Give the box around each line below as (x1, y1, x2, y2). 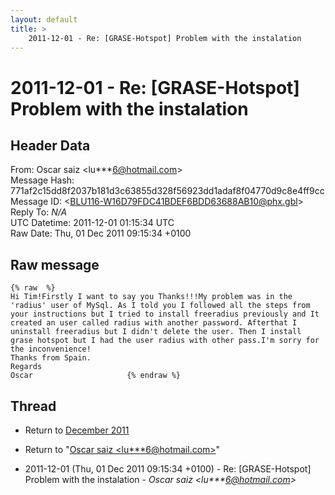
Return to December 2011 (24, 424, 130, 436)
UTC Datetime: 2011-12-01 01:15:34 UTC (10, 217, 175, 229)
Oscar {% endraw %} (10, 371, 182, 381)
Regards (10, 362, 43, 372)
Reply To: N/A (10, 206, 68, 218)
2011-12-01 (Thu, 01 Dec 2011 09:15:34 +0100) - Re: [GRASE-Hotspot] (24, 463, 312, 475)
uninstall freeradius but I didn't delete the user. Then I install (10, 327, 302, 337)
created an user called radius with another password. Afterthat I (10, 318, 298, 328)
